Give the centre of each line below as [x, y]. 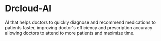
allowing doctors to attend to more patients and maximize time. [70, 33]
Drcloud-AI [28, 9]
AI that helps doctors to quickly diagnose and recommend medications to [81, 22]
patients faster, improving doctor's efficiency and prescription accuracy [79, 27]
